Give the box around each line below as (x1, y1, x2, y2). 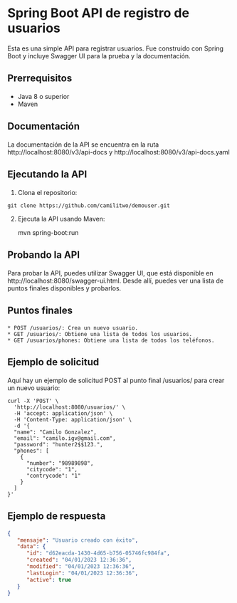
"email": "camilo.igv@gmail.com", (14, 434, 116, 442)
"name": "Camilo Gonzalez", (14, 429, 98, 436)
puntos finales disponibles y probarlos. (7, 283, 122, 293)
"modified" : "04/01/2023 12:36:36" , (26, 563, 135, 570)
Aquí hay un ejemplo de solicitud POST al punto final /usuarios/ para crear (7, 376, 225, 384)
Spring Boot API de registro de (7, 5, 190, 21)
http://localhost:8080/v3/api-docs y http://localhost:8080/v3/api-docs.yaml (7, 147, 230, 156)
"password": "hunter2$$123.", (14, 441, 103, 448)
